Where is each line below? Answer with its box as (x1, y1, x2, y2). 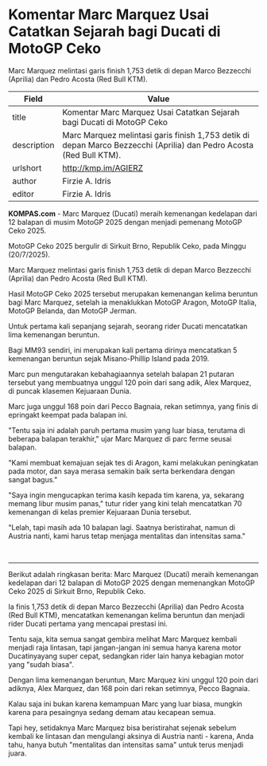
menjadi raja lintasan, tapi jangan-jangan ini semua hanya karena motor (8, 642, 242, 652)
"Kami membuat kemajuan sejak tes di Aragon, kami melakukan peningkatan (8, 458, 259, 467)
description (12, 139, 55, 151)
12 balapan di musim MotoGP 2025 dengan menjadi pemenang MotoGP (8, 217, 242, 226)
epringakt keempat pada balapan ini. (8, 410, 129, 419)
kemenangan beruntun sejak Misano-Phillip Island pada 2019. (8, 353, 210, 363)
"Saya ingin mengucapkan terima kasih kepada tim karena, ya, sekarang (8, 490, 245, 500)
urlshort (12, 162, 42, 173)
